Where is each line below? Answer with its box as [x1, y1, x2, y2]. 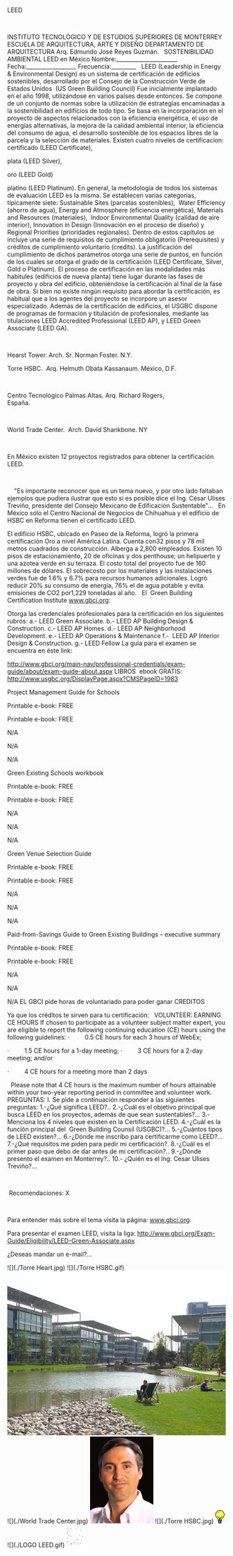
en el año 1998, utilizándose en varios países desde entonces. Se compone [7, 92, 223, 100]
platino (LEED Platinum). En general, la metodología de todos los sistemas [7, 184, 218, 192]
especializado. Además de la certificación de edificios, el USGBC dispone [7, 302, 218, 310]
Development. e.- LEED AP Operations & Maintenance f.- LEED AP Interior [7, 632, 220, 639]
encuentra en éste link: [7, 646, 73, 655]
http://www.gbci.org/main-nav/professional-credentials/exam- [7, 660, 186, 668]
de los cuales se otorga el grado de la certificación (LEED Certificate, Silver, [7, 258, 224, 266]
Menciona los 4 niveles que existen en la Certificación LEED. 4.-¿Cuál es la [7, 1118, 221, 1126]
